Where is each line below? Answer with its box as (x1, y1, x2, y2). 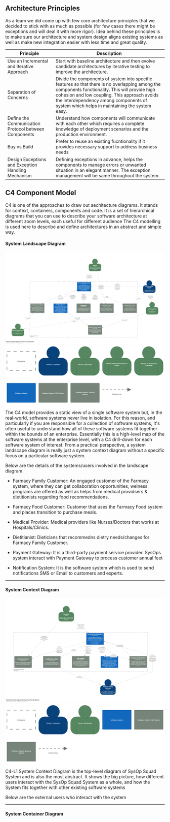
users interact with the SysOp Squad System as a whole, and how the (5, 779, 150, 785)
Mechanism (7, 172, 32, 178)
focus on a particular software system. (5, 453, 86, 459)
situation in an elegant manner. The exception (55, 167, 151, 173)
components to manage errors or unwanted (55, 162, 147, 168)
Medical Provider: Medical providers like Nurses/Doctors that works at (12, 519, 159, 525)
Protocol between (7, 126, 45, 132)
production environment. (55, 132, 107, 138)
